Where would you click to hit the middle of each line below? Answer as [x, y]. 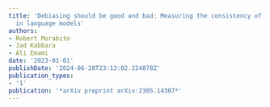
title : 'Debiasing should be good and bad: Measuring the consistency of [135, 16]
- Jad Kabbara [32, 46]
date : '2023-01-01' [41, 61]
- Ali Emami [28, 53]
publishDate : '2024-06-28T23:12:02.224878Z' [84, 68]
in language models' [50, 23]
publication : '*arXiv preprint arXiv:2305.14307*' [95, 91]
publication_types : [41, 76]
